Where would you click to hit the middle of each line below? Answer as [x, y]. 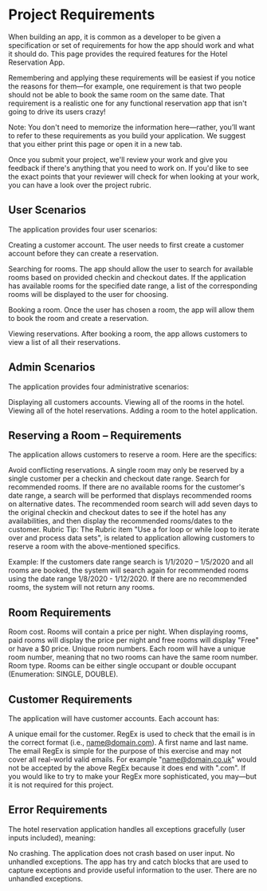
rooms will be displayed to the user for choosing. [88, 294]
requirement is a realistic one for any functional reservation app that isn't [128, 103]
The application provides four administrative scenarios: [99, 386]
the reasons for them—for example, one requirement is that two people [125, 86]
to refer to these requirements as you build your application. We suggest [127, 135]
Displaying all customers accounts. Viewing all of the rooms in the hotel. [126, 402]
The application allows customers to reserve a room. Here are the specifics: [133, 455]
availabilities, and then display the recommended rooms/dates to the [121, 521]
